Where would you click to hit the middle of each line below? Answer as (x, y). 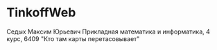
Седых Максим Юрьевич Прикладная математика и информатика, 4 (108, 32)
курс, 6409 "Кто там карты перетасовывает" (73, 38)
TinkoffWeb (41, 13)
